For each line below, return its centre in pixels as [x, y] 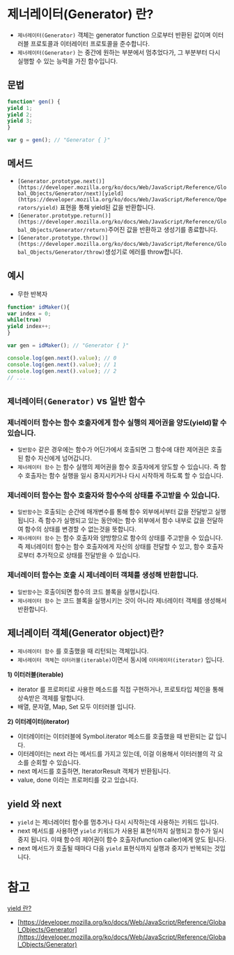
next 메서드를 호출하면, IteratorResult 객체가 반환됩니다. [94, 771]
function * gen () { [34, 102]
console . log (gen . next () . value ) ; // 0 [62, 358]
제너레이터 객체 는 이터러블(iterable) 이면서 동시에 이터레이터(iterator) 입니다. [120, 660]
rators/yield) [38, 208]
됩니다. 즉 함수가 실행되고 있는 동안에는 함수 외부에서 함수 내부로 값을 [111, 520]
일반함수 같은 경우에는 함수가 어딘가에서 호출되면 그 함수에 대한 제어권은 [113, 449]
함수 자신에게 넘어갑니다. [58, 458]
